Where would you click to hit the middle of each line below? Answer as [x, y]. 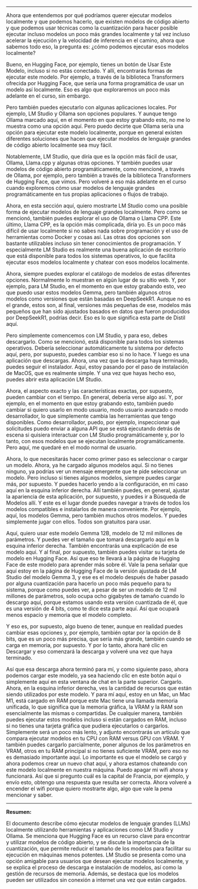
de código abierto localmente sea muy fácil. [60, 145]
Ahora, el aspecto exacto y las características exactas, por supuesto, [90, 391]
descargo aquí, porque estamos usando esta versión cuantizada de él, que [97, 602]
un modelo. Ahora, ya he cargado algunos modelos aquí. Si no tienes [90, 465]
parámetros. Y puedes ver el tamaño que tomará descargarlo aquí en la [93, 539]
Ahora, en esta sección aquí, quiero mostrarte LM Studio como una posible [97, 206]
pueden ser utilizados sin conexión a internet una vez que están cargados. [96, 880]
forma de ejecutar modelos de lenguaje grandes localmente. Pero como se [97, 212]
